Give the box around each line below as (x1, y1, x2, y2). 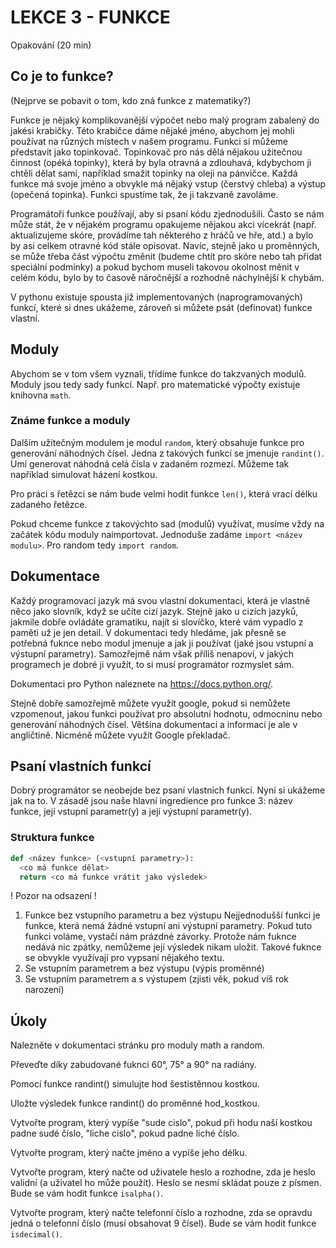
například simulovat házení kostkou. (10, 468, 158, 480)
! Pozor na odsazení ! (10, 890, 97, 902)
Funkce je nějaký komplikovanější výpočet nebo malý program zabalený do (10, 114, 320, 126)
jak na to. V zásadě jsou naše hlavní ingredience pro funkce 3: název (10, 795, 293, 807)
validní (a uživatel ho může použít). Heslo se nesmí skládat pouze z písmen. (10, 1177, 322, 1189)
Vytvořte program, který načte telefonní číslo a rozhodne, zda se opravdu (10, 1207, 313, 1219)
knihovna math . (10, 389, 72, 401)
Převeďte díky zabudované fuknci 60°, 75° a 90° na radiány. (10, 1059, 257, 1071)
